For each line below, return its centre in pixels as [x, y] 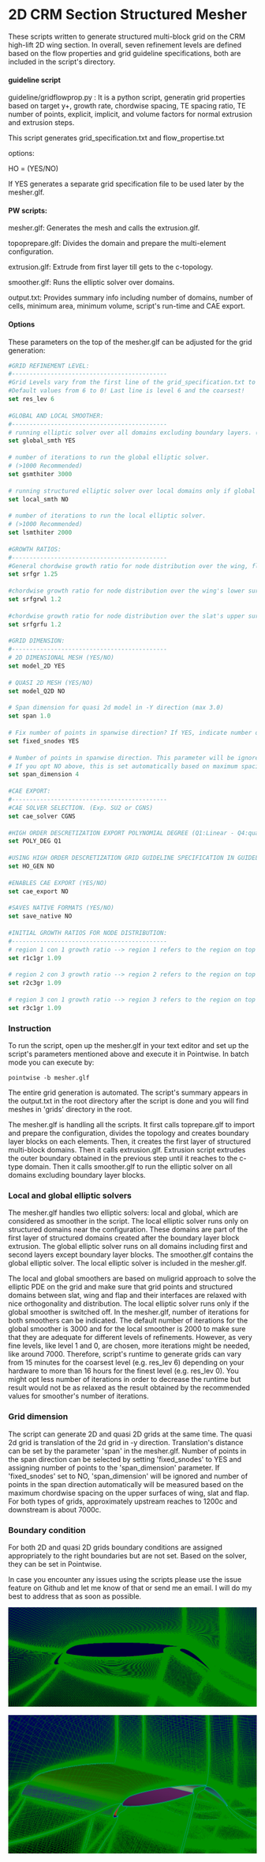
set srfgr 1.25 [33, 574]
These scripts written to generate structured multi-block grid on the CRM [127, 36]
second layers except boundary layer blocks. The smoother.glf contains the [131, 1255]
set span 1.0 [30, 716]
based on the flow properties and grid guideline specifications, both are [125, 53]
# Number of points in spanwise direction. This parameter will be [121, 758]
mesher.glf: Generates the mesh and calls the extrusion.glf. [104, 228]
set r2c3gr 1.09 [35, 983]
